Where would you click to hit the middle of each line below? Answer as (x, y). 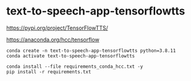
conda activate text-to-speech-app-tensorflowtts (71, 56)
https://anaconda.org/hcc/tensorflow (53, 39)
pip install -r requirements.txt (49, 72)
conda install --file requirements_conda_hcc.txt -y (75, 66)
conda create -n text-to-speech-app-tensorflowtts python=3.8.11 (91, 50)
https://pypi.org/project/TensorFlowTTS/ (57, 28)
